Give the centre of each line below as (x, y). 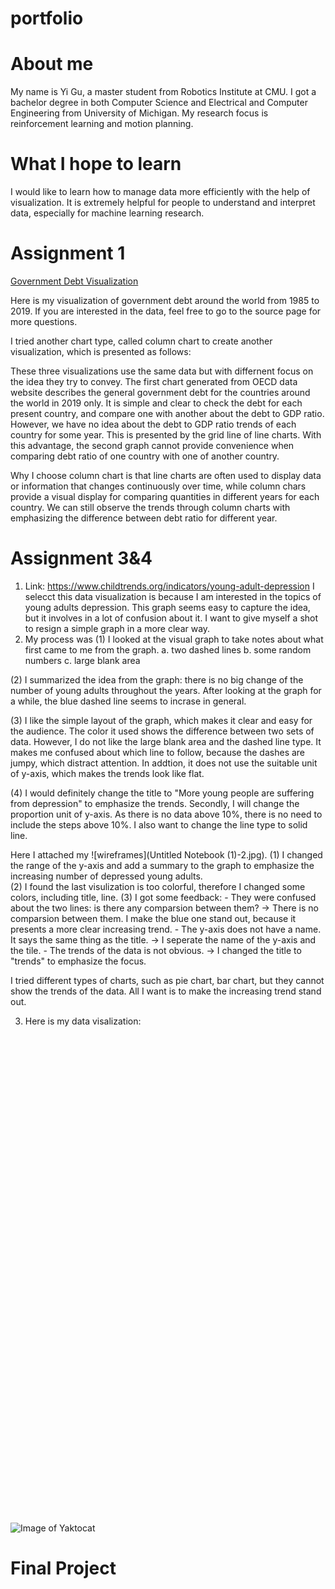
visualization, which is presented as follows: (101, 351)
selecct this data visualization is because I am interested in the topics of (173, 596)
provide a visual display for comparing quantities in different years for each (165, 496)
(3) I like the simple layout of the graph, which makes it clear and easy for (161, 720)
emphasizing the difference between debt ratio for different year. (144, 518)
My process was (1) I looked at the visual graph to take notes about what (174, 639)
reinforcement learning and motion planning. (102, 124)
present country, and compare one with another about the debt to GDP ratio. (167, 413)
